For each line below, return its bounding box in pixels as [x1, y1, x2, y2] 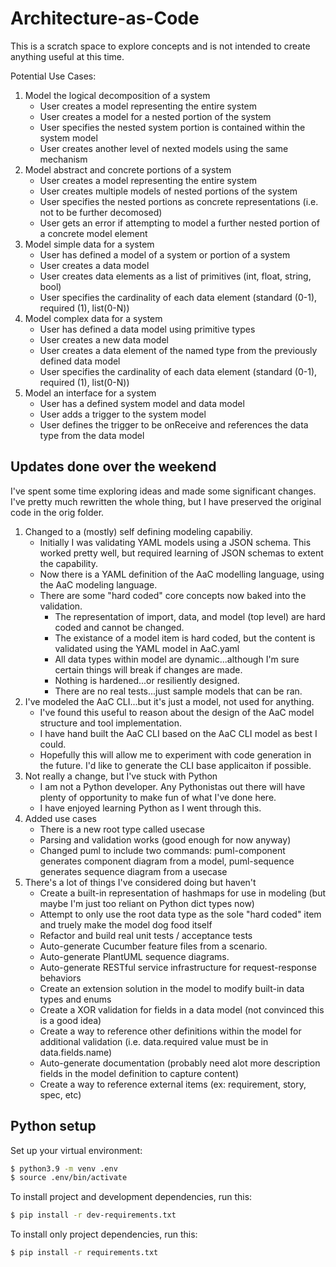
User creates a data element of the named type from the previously [39, 344, 318, 356]
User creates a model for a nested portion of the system [39, 110, 272, 122]
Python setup [10, 1118, 97, 1135]
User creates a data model [39, 259, 150, 271]
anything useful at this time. [10, 50, 125, 62]
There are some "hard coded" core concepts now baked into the [39, 589, 307, 601]
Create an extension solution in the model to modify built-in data [39, 982, 305, 994]
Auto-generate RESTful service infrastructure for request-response [39, 961, 317, 973]
